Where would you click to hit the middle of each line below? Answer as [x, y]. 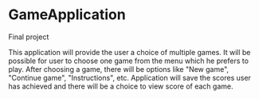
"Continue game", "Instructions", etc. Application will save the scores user [129, 77]
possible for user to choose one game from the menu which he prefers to [129, 61]
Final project [29, 37]
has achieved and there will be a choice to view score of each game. [121, 86]
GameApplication [67, 15]
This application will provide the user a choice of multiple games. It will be [129, 52]
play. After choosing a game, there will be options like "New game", [119, 69]
